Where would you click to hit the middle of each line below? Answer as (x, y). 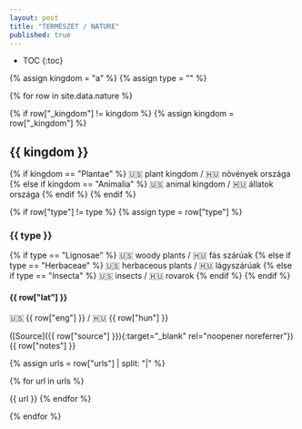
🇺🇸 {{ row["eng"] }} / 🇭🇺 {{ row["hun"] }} (89, 317)
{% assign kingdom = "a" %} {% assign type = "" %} (108, 78)
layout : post (34, 18)
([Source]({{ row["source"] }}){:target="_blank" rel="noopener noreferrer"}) (151, 336)
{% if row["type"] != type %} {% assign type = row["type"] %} (126, 212)
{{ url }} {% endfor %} (50, 398)
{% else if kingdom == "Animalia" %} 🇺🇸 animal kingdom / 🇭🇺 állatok (141, 184)
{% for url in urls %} (47, 381)
